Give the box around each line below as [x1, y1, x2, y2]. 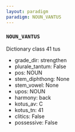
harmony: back [14, 94, 52, 101]
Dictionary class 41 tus [6, 45, 60, 52]
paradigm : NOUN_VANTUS [6, 14, 62, 20]
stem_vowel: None [14, 82, 59, 89]
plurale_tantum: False [14, 63, 66, 70]
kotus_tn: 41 [14, 106, 44, 113]
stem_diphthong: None [14, 75, 70, 82]
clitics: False [14, 113, 45, 120]
